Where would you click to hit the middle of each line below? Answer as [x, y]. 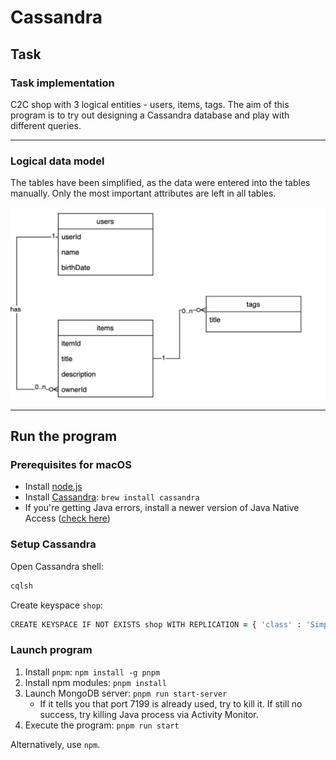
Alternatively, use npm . [55, 744]
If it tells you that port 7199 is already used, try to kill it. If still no [171, 703]
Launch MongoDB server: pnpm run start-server [126, 693]
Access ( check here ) [67, 518]
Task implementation [62, 83]
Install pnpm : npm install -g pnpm [92, 672]
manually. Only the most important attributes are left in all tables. [143, 193]
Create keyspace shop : [56, 605]
